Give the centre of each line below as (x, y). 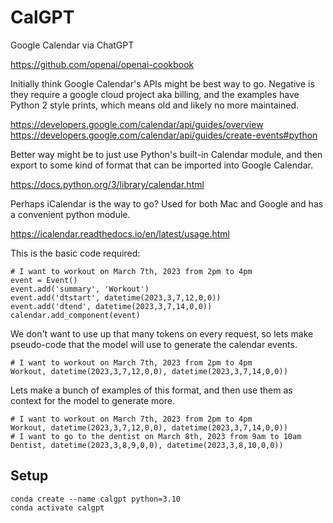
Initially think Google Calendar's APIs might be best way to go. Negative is (162, 83)
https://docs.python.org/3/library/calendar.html (107, 184)
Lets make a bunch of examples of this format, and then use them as (151, 390)
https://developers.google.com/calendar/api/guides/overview (137, 124)
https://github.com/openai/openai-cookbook (102, 64)
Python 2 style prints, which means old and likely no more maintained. (155, 105)
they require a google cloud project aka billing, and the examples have (155, 94)
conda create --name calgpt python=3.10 (96, 499)
